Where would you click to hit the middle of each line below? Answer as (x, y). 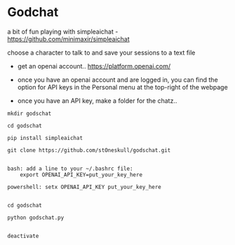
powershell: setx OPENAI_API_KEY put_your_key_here (84, 187)
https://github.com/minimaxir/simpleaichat (68, 38)
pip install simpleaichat (45, 138)
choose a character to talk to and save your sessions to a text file (101, 52)
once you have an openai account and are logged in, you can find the (118, 79)
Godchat (33, 12)
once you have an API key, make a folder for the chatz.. (97, 100)
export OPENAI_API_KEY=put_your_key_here (81, 175)
